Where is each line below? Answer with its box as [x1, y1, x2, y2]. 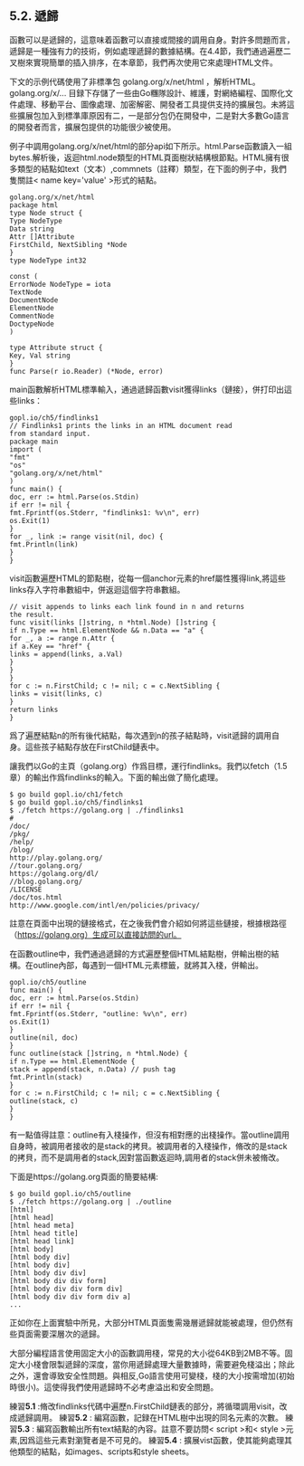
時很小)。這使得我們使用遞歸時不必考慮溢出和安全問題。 [9, 1381, 219, 1392]
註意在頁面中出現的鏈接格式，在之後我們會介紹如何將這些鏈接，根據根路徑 [9, 918, 287, 928]
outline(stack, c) [9, 1096, 79, 1106]
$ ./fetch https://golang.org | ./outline [9, 1197, 172, 1206]
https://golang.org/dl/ [9, 869, 100, 878]
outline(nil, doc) [9, 1033, 79, 1042]
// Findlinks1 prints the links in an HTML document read [9, 421, 233, 430]
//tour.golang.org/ [9, 861, 83, 871]
